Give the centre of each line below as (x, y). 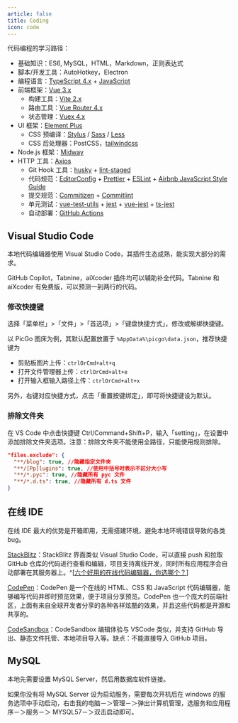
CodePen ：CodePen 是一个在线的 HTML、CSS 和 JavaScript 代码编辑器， (116, 587)
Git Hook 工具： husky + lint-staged (79, 170)
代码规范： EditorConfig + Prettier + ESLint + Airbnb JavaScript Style (128, 179)
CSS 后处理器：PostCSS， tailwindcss (83, 144)
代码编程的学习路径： (38, 48)
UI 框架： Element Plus (50, 126)
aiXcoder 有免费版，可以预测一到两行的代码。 (74, 287)
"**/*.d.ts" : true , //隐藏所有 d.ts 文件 (73, 482)
